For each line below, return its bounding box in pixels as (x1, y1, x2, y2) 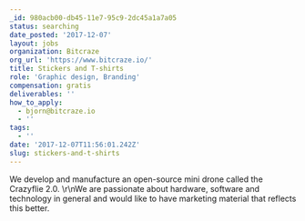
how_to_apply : (9, 97, 64, 107)
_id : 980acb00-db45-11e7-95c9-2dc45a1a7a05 (9, 13, 178, 23)
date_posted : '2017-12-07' (9, 30, 112, 39)
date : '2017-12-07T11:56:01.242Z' (9, 140, 141, 149)
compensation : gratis (9, 81, 92, 90)
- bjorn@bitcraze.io (17, 106, 96, 116)
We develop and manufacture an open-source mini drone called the (9, 174, 264, 185)
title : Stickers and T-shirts (9, 65, 125, 74)
